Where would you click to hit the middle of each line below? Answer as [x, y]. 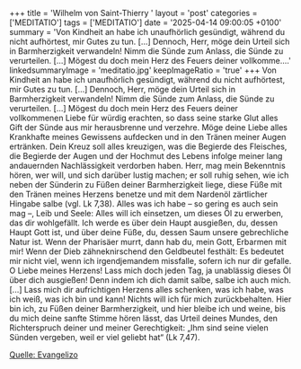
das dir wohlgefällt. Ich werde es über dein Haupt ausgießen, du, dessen [144, 223]
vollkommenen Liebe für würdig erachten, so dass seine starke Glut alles [144, 118]
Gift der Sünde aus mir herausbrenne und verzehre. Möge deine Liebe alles [148, 127]
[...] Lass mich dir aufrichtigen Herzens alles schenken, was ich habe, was [147, 290]
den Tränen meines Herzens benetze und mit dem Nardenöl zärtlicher [138, 194]
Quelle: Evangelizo [44, 355]
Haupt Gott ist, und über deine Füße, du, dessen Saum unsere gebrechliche [149, 232]
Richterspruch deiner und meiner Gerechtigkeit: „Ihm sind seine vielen [139, 328]
